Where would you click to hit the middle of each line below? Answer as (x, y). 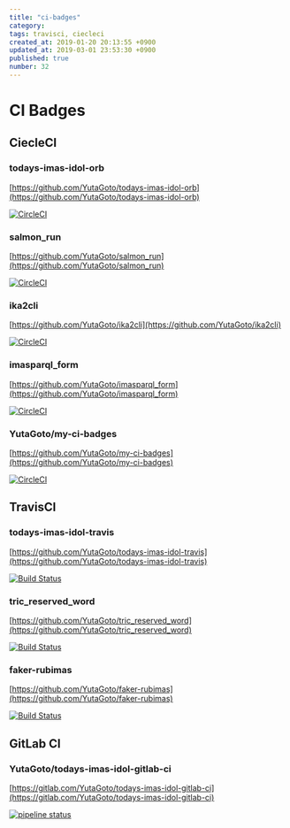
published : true (39, 58)
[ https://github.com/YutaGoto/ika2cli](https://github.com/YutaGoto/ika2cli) (145, 325)
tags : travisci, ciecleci (57, 34)
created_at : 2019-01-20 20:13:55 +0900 (83, 42)
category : (27, 26)
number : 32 (29, 67)
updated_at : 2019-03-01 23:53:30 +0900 (83, 50)
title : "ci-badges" (45, 17)
